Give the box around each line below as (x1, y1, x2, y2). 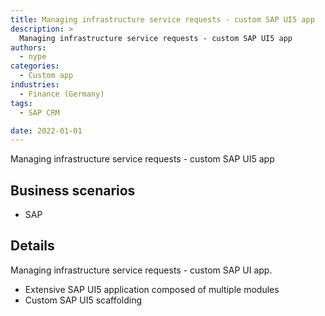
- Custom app (19, 71, 74, 81)
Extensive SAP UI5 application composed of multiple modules (24, 283, 280, 295)
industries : (10, 80, 60, 90)
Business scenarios (10, 182, 136, 199)
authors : (10, 42, 47, 53)
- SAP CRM (19, 107, 60, 118)
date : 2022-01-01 (10, 126, 83, 136)
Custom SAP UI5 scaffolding (24, 294, 143, 306)
